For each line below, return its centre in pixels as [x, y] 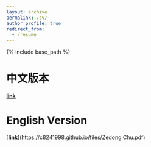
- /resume [24, 35]
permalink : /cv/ [27, 18]
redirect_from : [26, 29]
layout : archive [27, 12]
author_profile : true [34, 23]
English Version [47, 120]
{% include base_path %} [38, 52]
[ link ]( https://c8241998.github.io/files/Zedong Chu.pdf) [76, 137]
